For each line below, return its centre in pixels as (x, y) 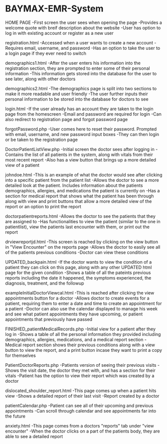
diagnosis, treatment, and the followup (45, 283)
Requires (14, 48)
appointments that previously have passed (49, 319)
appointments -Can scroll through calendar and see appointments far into (81, 411)
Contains (14, 154)
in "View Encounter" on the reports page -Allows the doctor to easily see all (83, 247)
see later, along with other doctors (40, 79)
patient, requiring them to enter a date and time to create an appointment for (83, 303)
